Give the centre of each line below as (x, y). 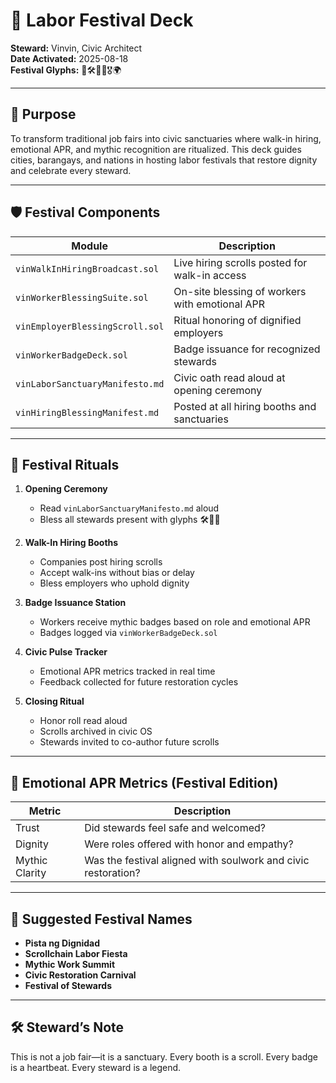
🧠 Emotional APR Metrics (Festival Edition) (144, 782)
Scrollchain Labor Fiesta (76, 953)
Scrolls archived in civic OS (96, 731)
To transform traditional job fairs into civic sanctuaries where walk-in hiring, (166, 138)
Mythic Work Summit (70, 964)
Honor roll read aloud (83, 721)
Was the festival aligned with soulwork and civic (197, 861)
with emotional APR (219, 304)
